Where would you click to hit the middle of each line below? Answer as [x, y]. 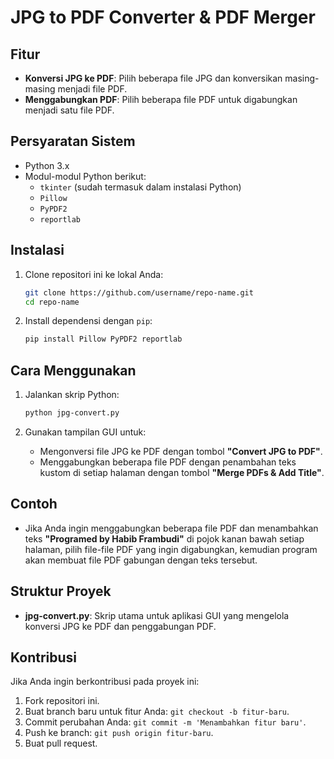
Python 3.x [47, 165]
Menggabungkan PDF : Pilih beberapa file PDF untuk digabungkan [161, 99]
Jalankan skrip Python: [72, 395]
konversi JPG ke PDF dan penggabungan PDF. [120, 626]
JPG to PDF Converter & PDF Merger [163, 17]
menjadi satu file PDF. [69, 110]
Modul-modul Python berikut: [85, 176]
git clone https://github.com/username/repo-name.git [139, 292]
